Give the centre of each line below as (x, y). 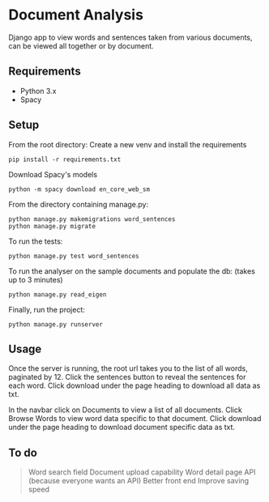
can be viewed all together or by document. (81, 45)
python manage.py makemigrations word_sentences (92, 219)
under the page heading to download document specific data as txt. (122, 428)
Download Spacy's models (53, 174)
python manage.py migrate (52, 226)
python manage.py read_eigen (58, 294)
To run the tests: (36, 241)
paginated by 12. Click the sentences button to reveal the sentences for (127, 377)
